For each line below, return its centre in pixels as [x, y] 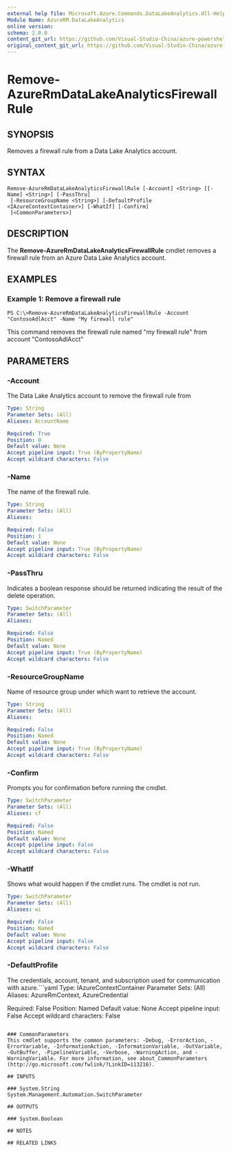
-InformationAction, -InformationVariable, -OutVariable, [138, 1046]
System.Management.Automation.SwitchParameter [75, 1094]
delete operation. [31, 595]
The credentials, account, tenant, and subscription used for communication [114, 980]
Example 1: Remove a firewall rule [64, 299]
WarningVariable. [32, 1058]
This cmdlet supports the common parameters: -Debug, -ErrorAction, [107, 1040]
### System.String [33, 1089]
